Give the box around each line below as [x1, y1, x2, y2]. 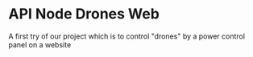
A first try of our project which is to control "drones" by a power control [8, 31, 246, 41]
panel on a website [8, 39, 72, 49]
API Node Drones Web [8, 5, 160, 23]
